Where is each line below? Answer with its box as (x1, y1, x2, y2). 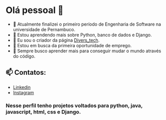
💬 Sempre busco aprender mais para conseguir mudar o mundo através (13, 48, 161, 54)
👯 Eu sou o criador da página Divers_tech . (13, 37, 100, 43)
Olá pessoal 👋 (6, 5, 64, 16)
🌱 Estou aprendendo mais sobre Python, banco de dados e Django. (13, 32, 152, 38)
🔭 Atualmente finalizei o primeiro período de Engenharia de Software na (13, 21, 161, 27)
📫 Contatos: (6, 68, 47, 77)
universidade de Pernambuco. (13, 26, 76, 32)
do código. (13, 53, 36, 59)
